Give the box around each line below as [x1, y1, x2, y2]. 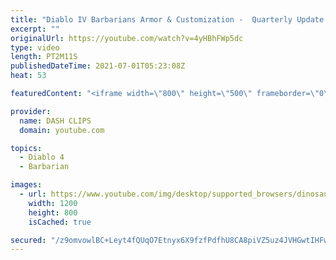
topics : [10, 143, 43, 153]
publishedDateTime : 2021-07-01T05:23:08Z [10, 61, 186, 71]
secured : [10, 235, 47, 245]
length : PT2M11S [10, 52, 78, 62]
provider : [10, 106, 52, 116]
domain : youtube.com [19, 125, 105, 135]
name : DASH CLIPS [19, 116, 92, 126]
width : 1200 [28, 198, 78, 208]
